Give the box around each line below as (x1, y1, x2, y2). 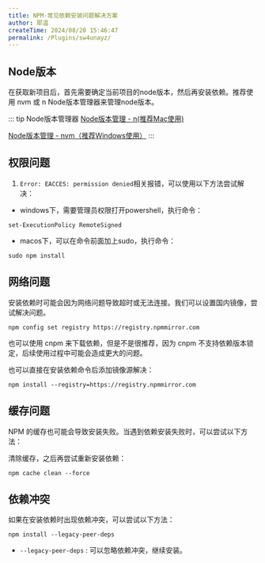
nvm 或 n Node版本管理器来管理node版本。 (17, 97, 159, 107)
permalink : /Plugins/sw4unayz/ (8, 33, 112, 42)
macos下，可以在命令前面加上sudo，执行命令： (19, 236, 176, 245)
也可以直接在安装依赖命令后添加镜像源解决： (8, 365, 154, 374)
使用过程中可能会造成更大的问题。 (35, 348, 147, 357)
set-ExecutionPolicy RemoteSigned (8, 221, 123, 229)
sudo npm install (8, 251, 66, 259)
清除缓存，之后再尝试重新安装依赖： (8, 453, 127, 463)
